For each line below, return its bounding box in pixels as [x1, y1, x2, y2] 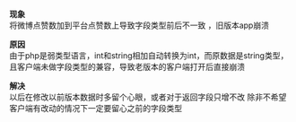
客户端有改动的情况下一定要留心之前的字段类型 [9, 103, 182, 113]
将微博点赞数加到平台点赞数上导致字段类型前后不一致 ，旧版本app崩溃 [9, 20, 269, 30]
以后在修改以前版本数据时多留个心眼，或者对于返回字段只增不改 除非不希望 [9, 91, 287, 102]
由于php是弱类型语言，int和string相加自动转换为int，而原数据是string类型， [9, 50, 289, 61]
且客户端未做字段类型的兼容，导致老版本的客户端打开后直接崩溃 [9, 62, 245, 72]
